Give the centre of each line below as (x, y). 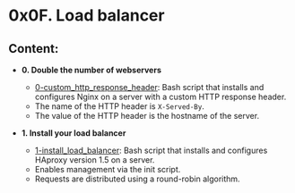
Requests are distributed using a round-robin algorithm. (137, 179)
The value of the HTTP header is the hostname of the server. (147, 116)
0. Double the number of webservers (91, 70)
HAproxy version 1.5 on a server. (95, 160)
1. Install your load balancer (74, 133)
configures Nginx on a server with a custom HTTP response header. (161, 96)
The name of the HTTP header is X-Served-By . (120, 106)
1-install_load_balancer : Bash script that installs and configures (151, 150)
